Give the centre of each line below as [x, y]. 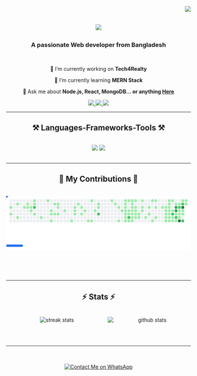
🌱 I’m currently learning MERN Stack [98, 80]
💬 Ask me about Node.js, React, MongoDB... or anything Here [98, 92]
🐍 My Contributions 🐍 [98, 179]
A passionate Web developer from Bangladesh [98, 45]
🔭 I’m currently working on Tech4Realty [98, 69]
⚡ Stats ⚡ [98, 297]
